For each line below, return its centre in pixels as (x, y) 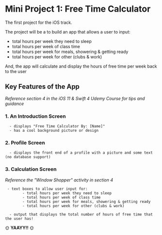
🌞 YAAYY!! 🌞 (19, 228)
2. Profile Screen (25, 143)
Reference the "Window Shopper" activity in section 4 (59, 180)
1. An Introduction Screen (36, 116)
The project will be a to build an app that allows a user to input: (68, 32)
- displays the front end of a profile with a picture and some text (81, 153)
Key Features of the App (42, 87)
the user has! (19, 218)
